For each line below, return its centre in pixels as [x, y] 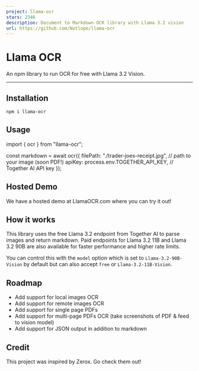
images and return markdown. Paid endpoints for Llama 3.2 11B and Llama [96, 240]
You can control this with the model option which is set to [75, 258]
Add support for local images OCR [57, 298]
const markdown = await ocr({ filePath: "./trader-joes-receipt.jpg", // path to [99, 155]
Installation [27, 98]
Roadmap [24, 283]
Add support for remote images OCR [60, 303]
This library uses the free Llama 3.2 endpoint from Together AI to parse [93, 234]
